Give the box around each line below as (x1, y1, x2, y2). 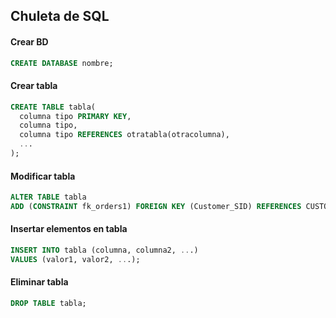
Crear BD (10, 35, 49, 48)
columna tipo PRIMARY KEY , (19, 111, 132, 121)
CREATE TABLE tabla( (10, 102, 97, 112)
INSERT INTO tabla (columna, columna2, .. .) (10, 245, 199, 256)
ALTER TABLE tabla (10, 192, 87, 203)
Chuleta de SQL (10, 8, 110, 25)
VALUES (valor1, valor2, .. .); (10, 254, 141, 264)
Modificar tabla (10, 170, 76, 182)
